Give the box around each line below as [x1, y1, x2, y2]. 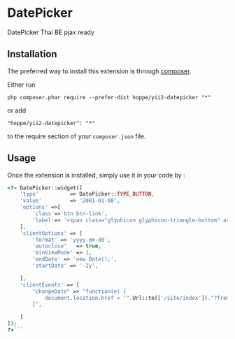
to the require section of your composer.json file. [7, 131, 146, 140]
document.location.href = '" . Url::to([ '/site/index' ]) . [44, 294, 211, 301]
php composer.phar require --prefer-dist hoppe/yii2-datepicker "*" [7, 94, 211, 101]
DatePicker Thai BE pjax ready [7, 28, 94, 36]
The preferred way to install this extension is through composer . [7, 66, 192, 75]
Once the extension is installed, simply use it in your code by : [7, 171, 185, 179]
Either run [7, 80, 36, 89]
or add [7, 106, 27, 115]
